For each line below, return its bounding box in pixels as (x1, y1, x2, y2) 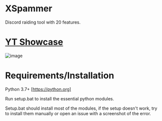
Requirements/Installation (5, 70, 115, 81)
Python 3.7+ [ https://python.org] (5, 86, 72, 92)
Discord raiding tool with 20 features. (5, 19, 81, 25)
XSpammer (5, 3, 53, 14)
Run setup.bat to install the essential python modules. (5, 95, 115, 101)
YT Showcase (5, 36, 63, 48)
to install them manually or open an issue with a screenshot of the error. (5, 110, 152, 116)
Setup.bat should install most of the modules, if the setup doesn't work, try (5, 105, 158, 111)
